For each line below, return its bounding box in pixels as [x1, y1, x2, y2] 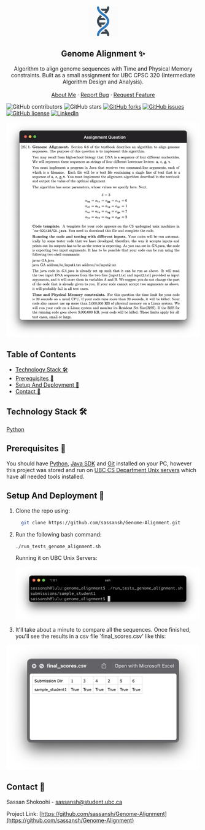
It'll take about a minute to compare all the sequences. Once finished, [15, 626, 191, 633]
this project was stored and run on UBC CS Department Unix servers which [6, 466, 196, 473]
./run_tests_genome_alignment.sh [15, 543, 101, 549]
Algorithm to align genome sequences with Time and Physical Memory [14, 64, 193, 72]
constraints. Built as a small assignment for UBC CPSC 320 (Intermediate [11, 71, 195, 79]
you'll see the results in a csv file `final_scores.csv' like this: [15, 632, 166, 640]
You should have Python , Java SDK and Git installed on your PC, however [6, 460, 192, 467]
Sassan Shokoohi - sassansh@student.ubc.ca [6, 798, 123, 805]
